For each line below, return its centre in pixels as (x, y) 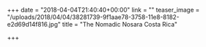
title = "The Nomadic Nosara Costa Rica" (120, 24)
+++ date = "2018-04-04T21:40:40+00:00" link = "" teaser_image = (103, 10)
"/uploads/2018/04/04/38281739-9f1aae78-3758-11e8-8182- (93, 17)
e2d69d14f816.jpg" (34, 24)
